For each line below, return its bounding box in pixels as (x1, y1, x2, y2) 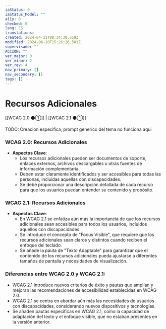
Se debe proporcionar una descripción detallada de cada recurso (19, 181, 153, 187)
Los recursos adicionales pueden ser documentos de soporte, (19, 155, 147, 161)
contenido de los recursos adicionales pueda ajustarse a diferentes (19, 253, 157, 259)
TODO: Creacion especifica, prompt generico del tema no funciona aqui (5, 126, 152, 132)
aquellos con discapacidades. (19, 227, 81, 233)
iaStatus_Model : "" (5, 12, 46, 17)
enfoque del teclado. (19, 242, 62, 248)
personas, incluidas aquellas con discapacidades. (19, 176, 121, 182)
